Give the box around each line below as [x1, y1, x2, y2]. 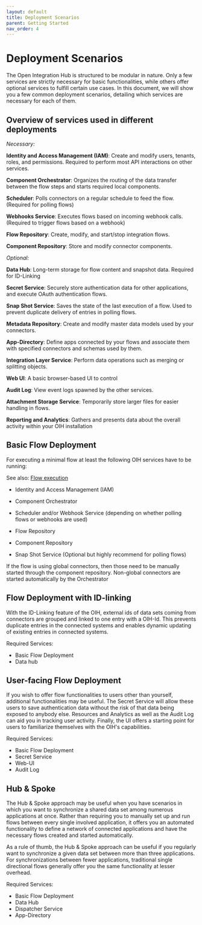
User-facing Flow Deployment [6, 676, 122, 686]
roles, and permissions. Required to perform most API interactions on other [6, 158, 193, 165]
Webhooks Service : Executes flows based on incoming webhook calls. [6, 213, 183, 220]
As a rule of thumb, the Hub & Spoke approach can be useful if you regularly [6, 843, 196, 851]
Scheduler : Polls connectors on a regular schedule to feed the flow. [6, 194, 175, 202]
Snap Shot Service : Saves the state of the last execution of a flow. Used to [6, 302, 192, 309]
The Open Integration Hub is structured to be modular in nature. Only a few [6, 72, 193, 79]
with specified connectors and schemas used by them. [6, 345, 143, 352]
